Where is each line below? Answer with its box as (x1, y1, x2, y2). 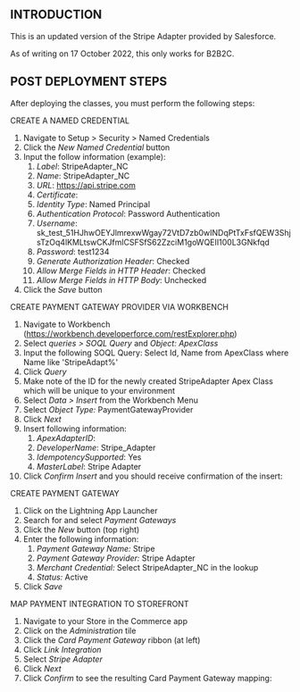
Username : (36, 218, 79, 229)
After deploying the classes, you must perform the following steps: (10, 97, 255, 108)
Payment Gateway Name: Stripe (36, 543, 155, 554)
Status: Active (36, 571, 88, 582)
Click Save (22, 580, 63, 592)
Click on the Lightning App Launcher (22, 504, 158, 516)
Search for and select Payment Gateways (22, 514, 177, 525)
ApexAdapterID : (36, 432, 96, 443)
